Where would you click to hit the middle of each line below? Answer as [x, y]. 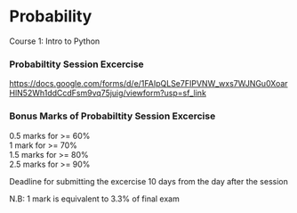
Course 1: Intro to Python [55, 41]
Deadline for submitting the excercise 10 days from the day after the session [149, 181]
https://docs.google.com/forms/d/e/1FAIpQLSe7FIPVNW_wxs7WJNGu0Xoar [148, 84]
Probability [51, 16]
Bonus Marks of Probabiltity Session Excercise [112, 116]
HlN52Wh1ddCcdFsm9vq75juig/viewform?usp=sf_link [108, 93]
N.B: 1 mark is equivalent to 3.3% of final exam [94, 199]
